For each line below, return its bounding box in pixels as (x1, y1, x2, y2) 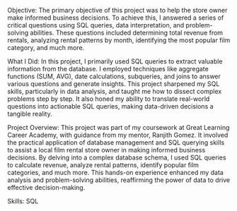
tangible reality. (7, 109, 52, 118)
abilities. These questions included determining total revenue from (30, 28, 224, 37)
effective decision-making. (7, 183, 86, 191)
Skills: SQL (7, 197, 39, 205)
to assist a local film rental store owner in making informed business (7, 146, 206, 154)
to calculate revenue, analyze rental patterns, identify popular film (7, 161, 200, 169)
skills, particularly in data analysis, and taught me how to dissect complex (7, 88, 222, 95)
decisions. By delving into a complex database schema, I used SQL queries (7, 153, 226, 162)
